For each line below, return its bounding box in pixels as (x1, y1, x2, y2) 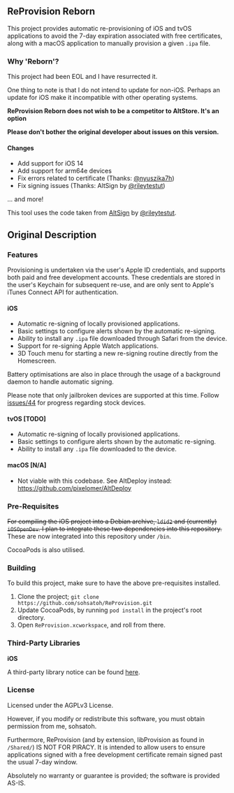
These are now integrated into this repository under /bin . (7, 532, 172, 540)
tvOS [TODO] (7, 414, 47, 423)
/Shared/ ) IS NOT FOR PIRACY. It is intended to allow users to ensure (7, 743, 206, 751)
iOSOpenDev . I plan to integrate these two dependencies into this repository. (7, 524, 222, 533)
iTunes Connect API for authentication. (7, 288, 119, 296)
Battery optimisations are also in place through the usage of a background (7, 370, 221, 379)
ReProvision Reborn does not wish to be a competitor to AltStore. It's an (7, 107, 219, 115)
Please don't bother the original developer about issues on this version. (7, 128, 219, 136)
